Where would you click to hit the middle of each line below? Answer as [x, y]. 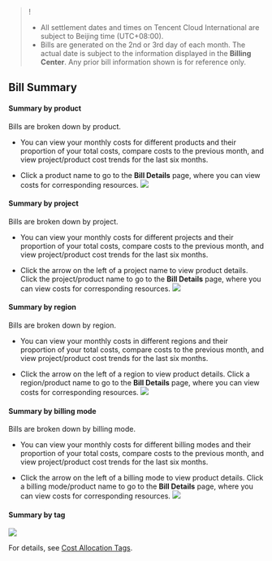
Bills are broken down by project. [64, 221]
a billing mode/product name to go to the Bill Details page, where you [136, 486]
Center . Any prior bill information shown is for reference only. [143, 62]
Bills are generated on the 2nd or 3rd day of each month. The [143, 45]
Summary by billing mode [52, 411]
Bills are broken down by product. [65, 126]
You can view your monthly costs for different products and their [128, 142]
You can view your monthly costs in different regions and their [124, 341]
